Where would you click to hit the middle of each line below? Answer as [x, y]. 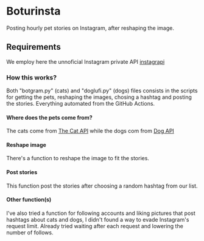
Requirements [33, 47]
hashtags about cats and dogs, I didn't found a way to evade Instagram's [98, 219]
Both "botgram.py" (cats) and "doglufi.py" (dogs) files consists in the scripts [102, 91]
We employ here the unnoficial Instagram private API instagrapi [86, 61]
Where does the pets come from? [49, 117]
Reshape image [26, 144]
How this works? [31, 77]
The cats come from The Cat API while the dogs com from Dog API [90, 131]
